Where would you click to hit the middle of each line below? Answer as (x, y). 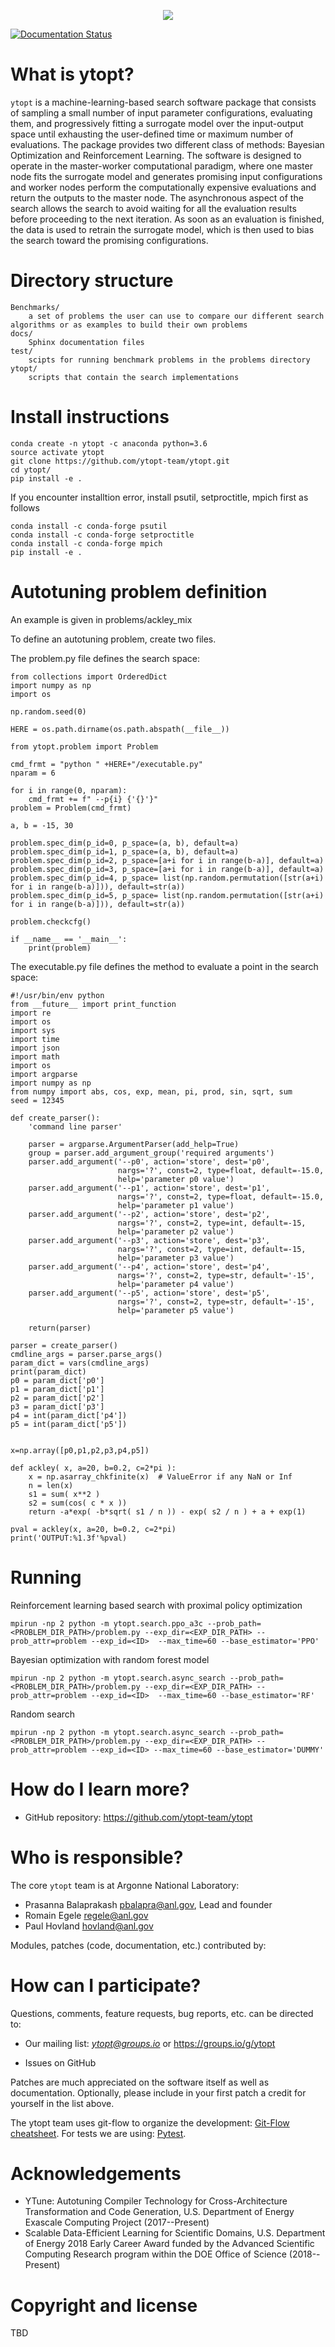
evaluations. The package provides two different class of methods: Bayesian (167, 144)
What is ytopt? (72, 74)
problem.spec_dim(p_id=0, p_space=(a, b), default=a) (125, 843)
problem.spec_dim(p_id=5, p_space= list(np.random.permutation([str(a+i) (167, 895)
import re (31, 1013)
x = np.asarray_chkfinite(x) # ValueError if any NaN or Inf (160, 1476)
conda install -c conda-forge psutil (89, 526)
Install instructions (90, 417)
